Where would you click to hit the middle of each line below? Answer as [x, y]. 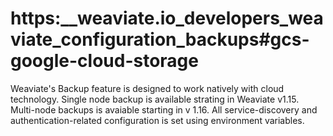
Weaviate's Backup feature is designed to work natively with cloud [147, 88]
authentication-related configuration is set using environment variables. [157, 120]
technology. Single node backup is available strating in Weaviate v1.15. [155, 99]
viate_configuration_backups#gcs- [160, 39]
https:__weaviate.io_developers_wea [167, 18]
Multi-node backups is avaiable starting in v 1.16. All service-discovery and [164, 109]
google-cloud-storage [104, 61]
